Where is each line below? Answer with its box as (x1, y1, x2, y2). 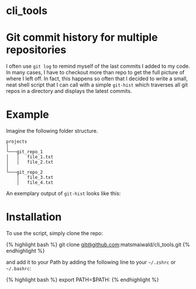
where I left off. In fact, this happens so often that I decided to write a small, (6, 75, 188, 82)
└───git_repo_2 (6, 170, 43, 176)
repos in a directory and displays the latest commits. (6, 88, 132, 95)
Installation (6, 211, 62, 223)
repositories (6, 43, 67, 57)
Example (6, 108, 49, 121)
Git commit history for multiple (6, 31, 158, 44)
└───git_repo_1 (6, 149, 43, 155)
